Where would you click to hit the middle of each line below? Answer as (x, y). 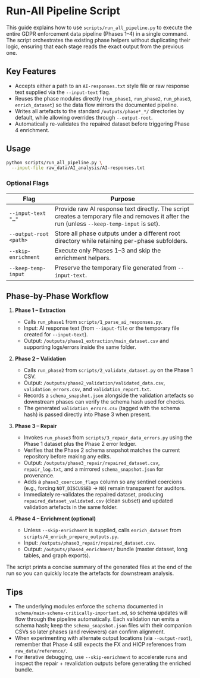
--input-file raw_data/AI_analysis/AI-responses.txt (78, 168)
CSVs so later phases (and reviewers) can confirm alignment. (90, 632)
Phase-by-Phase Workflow (57, 296)
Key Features (31, 72)
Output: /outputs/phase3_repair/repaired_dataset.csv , (92, 463)
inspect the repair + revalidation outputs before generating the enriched (103, 663)
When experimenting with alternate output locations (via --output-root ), (103, 638)
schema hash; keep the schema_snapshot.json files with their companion (103, 626)
